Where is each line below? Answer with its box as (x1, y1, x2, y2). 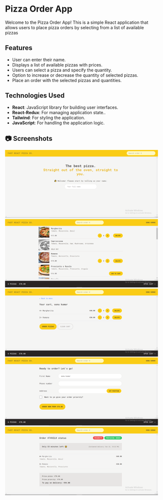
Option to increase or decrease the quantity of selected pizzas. (12, 72, 138, 78)
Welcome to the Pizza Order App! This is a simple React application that (5, 19, 148, 25)
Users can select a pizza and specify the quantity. (12, 67, 113, 73)
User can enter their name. (12, 57, 66, 63)
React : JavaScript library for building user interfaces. (12, 104, 118, 110)
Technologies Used (5, 91, 65, 100)
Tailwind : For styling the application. (12, 115, 85, 120)
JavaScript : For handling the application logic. (12, 120, 105, 126)
